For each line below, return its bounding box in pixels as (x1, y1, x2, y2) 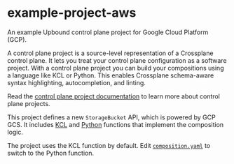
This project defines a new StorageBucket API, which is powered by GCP (7, 113, 216, 121)
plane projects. (7, 99, 50, 107)
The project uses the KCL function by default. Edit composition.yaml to (7, 141, 211, 149)
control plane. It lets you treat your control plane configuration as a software (7, 56, 227, 64)
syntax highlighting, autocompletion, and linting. (7, 78, 146, 87)
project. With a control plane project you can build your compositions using (7, 64, 224, 72)
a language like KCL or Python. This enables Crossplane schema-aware (7, 71, 214, 80)
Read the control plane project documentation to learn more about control (7, 92, 221, 100)
